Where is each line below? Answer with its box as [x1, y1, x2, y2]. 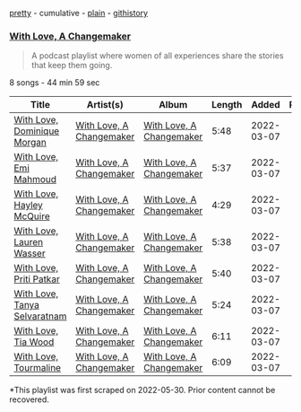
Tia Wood [13, 336, 55, 348]
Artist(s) [86, 99, 124, 111]
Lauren [13, 236, 44, 249]
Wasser [13, 247, 47, 259]
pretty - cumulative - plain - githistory [9, 8, 149, 18]
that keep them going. [30, 60, 113, 71]
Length [211, 99, 243, 111]
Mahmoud [13, 173, 56, 186]
